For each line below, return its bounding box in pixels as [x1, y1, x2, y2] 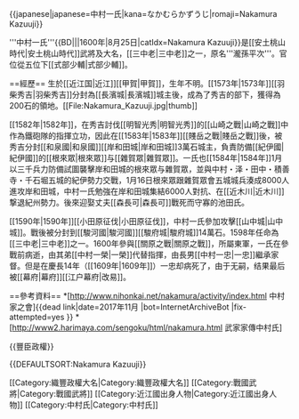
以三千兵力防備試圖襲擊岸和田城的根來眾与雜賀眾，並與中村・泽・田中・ [9, 164, 274, 174]
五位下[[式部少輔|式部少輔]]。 [24, 60, 133, 69]
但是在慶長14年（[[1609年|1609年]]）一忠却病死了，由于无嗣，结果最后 [24, 261, 286, 270]
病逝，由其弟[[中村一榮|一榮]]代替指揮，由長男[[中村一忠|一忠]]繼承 [24, 249, 271, 260]
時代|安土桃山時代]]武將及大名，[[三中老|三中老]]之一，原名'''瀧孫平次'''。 [9, 48, 280, 59]
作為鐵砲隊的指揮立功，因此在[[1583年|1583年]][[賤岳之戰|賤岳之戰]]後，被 [9, 131, 283, 141]
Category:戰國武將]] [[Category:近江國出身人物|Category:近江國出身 [19, 389, 270, 399]
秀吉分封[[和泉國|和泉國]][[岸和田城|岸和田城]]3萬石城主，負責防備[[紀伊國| [9, 141, 285, 152]
